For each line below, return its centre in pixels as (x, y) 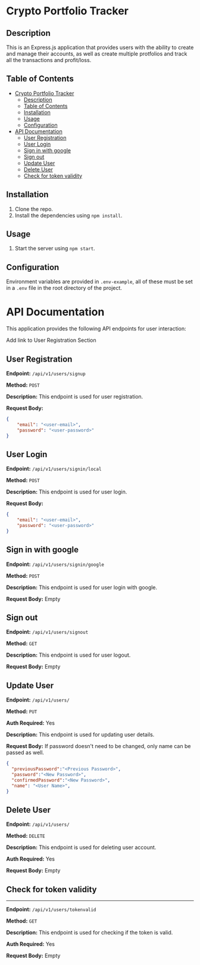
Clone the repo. (34, 209)
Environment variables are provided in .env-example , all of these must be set (99, 281)
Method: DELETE (26, 836)
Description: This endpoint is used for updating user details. (80, 735)
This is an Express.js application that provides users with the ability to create (100, 47)
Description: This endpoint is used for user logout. (68, 655)
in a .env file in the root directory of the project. (64, 288)
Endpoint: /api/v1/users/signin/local (54, 469)
